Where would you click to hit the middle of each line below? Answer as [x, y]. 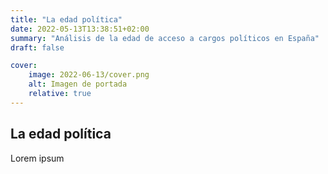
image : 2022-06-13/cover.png [89, 75]
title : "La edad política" [66, 19]
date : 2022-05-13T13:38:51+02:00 [80, 29]
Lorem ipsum [37, 158]
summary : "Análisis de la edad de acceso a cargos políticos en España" [165, 38]
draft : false [37, 47]
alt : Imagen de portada [78, 84]
